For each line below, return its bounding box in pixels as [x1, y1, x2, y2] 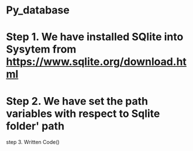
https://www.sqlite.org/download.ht [6, 55, 187, 68]
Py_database [6, 4, 70, 17]
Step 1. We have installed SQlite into [6, 30, 184, 44]
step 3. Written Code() [6, 139, 60, 146]
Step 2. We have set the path [6, 94, 149, 108]
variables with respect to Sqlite [6, 107, 160, 120]
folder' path [6, 119, 65, 132]
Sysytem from [6, 43, 77, 56]
